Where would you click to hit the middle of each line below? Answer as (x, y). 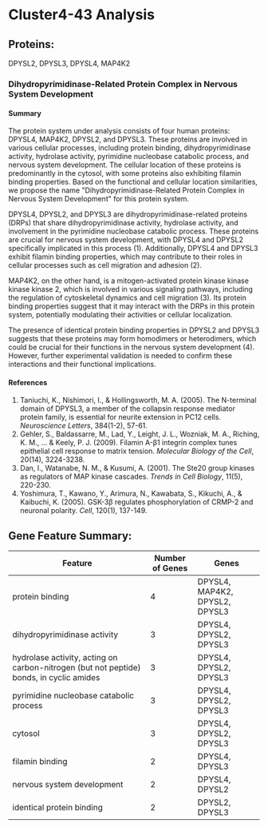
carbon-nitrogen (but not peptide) (77, 667)
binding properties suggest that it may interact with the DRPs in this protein (132, 306)
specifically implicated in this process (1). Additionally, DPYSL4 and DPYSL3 (133, 249)
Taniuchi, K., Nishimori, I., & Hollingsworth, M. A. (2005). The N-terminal (138, 400)
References (28, 382)
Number (170, 559)
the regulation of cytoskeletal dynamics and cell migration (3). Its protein (128, 298)
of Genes (170, 568)
